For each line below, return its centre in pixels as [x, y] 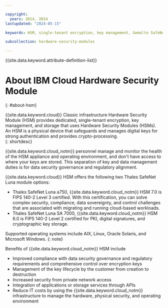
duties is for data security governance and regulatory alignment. [71, 167]
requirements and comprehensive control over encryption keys [77, 264]
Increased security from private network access [62, 280]
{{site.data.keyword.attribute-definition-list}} [51, 60]
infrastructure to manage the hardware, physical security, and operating [86, 296]
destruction [24, 274]
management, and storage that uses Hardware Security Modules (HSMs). [81, 125]
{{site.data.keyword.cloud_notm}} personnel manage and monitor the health [84, 151]
